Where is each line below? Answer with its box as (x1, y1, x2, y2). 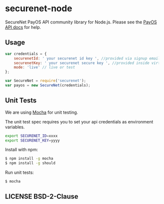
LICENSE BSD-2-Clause (5, 192, 79, 201)
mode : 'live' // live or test (14, 65, 76, 70)
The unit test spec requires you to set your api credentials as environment (5, 119, 154, 124)
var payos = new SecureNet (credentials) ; (5, 83, 91, 88)
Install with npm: (5, 147, 38, 153)
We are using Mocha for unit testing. (5, 109, 78, 115)
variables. (5, 124, 25, 130)
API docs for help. (5, 24, 41, 30)
